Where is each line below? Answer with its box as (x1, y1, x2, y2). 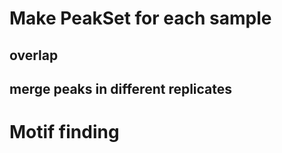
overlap (9, 47, 59, 64)
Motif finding (9, 121, 120, 144)
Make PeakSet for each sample (9, 7, 272, 30)
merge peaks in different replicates (9, 80, 233, 97)
